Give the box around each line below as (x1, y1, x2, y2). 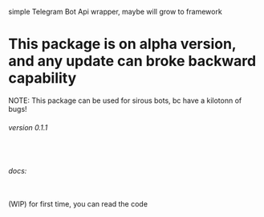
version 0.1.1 (8, 122, 48, 132)
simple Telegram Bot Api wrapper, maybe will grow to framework (8, 7, 222, 16)
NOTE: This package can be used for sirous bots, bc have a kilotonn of (8, 96, 242, 105)
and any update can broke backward (8, 52, 257, 71)
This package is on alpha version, (8, 35, 237, 53)
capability (8, 69, 77, 88)
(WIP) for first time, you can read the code (8, 199, 148, 209)
